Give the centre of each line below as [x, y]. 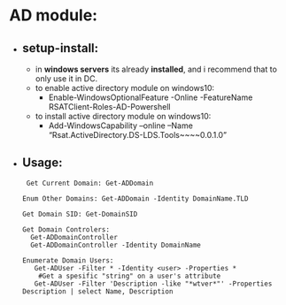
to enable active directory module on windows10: [125, 88]
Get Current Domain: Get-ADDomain [90, 183]
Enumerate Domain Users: [68, 260]
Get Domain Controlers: [66, 229]
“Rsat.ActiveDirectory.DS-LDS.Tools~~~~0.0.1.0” [138, 135]
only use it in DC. [66, 79]
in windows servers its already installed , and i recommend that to [156, 69]
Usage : [42, 163]
